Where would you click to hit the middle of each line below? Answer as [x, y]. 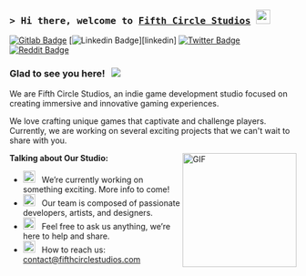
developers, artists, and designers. [87, 212]
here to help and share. [66, 236]
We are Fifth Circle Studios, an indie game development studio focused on [149, 93]
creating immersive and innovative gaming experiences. [114, 103]
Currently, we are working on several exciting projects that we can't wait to [150, 130]
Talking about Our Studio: [59, 158]
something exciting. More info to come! [96, 189]
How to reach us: [74, 250]
